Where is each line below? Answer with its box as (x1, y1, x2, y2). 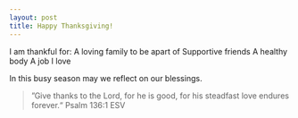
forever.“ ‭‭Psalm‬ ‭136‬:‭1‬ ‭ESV (30, 99, 126, 110)
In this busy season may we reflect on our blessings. (9, 72, 203, 83)
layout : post (9, 13, 58, 22)
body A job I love (9, 55, 71, 66)
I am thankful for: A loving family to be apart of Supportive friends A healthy (9, 46, 288, 56)
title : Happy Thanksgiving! (9, 21, 114, 30)
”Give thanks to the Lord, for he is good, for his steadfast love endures (30, 90, 290, 101)
